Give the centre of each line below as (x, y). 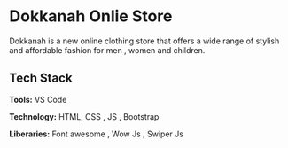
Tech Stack (41, 78)
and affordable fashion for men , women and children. (107, 50)
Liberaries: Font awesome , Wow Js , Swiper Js (97, 134)
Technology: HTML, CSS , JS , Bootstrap (84, 116)
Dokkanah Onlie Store (91, 16)
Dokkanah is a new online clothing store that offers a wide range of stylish (144, 41)
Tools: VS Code (38, 99)
